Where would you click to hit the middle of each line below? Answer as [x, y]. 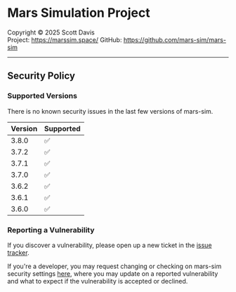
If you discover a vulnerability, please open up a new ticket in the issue [110, 245]
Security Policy [41, 76]
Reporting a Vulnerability [51, 230]
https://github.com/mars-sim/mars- [175, 39]
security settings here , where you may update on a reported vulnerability [113, 273]
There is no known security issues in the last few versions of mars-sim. [110, 111]
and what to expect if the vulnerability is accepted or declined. [98, 281]
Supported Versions [42, 96]
